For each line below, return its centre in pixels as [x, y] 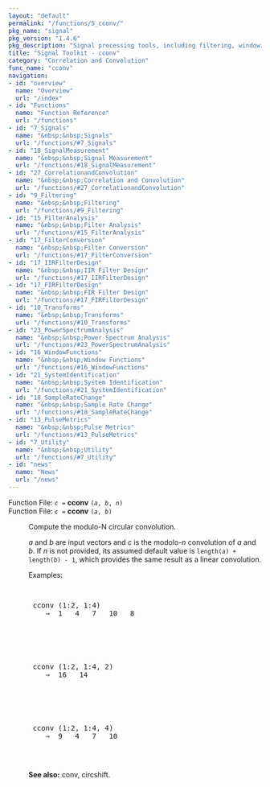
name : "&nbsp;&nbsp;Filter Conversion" [82, 248]
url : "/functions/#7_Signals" [66, 143]
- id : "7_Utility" [39, 442]
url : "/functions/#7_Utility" [66, 457]
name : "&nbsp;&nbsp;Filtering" [68, 203]
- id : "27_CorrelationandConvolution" [73, 173]
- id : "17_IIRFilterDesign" [55, 262]
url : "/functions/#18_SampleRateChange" [84, 412]
